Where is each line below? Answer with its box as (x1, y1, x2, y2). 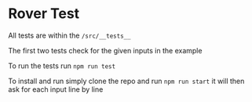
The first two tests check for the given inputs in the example (8, 46, 203, 55)
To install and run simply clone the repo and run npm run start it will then (8, 76, 245, 86)
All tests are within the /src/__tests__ (8, 31, 131, 40)
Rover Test (8, 5, 80, 23)
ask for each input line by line (8, 84, 104, 94)
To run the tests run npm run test (8, 60, 116, 71)
